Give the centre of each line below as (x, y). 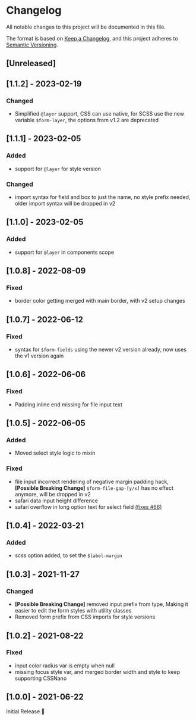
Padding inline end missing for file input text (69, 404)
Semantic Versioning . (32, 45)
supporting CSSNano (41, 678)
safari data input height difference (56, 501)
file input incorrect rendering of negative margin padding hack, (92, 481)
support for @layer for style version (58, 169)
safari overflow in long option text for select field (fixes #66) (88, 506)
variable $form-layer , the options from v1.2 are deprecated (87, 120)
